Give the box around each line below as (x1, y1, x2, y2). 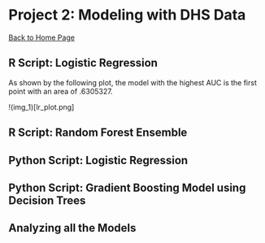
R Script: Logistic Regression (8, 56, 159, 70)
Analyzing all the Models (8, 221, 137, 235)
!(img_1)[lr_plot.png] (8, 102, 75, 111)
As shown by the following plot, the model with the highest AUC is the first (8, 77, 258, 87)
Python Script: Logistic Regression (8, 153, 189, 167)
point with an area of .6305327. (8, 86, 113, 96)
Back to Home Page (8, 33, 76, 42)
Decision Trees (8, 193, 86, 207)
